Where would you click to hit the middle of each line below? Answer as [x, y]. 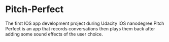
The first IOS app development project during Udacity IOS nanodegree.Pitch [85, 23]
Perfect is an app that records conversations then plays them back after [80, 28]
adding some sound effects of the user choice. [54, 34]
